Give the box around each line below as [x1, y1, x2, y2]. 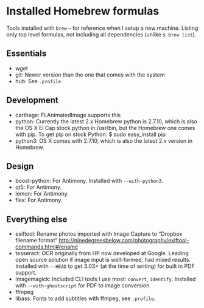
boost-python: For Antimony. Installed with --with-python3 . [15, 177, 163, 185]
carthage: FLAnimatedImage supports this [15, 111, 121, 118]
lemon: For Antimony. [15, 190, 69, 197]
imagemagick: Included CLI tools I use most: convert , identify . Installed [15, 275, 196, 283]
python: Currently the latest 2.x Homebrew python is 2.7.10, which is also [15, 117, 198, 125]
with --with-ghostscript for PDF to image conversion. [15, 282, 151, 289]
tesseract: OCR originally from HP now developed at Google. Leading [15, 250, 189, 257]
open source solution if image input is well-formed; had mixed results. [15, 256, 191, 264]
